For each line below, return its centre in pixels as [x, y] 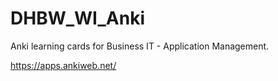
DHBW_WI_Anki [77, 18]
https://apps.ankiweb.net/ [63, 65]
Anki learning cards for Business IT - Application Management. [140, 46]
